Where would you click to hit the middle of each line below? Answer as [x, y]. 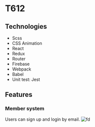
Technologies [26, 27]
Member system [25, 109]
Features [19, 95]
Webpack [22, 69]
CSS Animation [27, 43]
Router [19, 59]
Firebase [21, 64]
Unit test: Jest [26, 79]
